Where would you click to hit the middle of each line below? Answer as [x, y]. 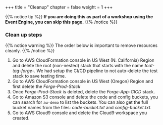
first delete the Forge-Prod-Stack [46, 86]
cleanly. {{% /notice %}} [30, 51]
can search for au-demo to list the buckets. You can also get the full [80, 102]
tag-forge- [23, 71]
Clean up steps [24, 35]
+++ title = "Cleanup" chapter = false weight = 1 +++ [59, 7]
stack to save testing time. [39, 76]
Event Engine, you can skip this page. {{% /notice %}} [61, 22]
